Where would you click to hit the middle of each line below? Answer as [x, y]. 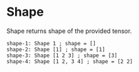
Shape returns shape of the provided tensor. [69, 31]
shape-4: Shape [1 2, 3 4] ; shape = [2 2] [70, 61]
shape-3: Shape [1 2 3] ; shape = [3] [62, 56]
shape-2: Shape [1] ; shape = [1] [56, 49]
